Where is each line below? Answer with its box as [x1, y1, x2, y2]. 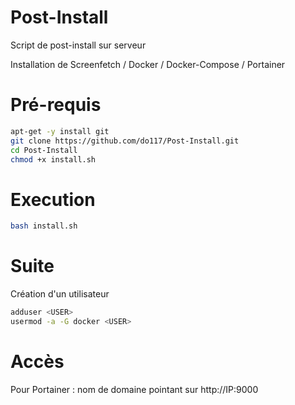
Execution [10, 188, 96, 211]
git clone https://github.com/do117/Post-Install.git [10, 136, 240, 146]
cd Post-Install [10, 145, 78, 155]
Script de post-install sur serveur [10, 39, 147, 51]
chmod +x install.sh [10, 154, 97, 165]
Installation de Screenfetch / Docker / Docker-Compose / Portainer [10, 58, 286, 70]
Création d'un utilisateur [10, 288, 110, 300]
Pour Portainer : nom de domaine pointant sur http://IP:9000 [10, 383, 259, 395]
